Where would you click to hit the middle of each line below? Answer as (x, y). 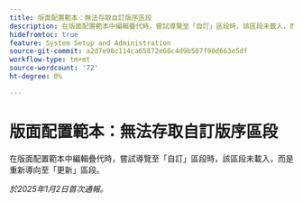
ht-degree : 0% (36, 77)
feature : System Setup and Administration (90, 43)
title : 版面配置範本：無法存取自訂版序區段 (81, 18)
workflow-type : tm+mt (50, 60)
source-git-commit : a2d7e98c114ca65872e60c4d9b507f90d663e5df (129, 51)
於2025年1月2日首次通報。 (59, 188)
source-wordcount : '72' (54, 69)
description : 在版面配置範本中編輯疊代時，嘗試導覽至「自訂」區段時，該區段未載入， (150, 26)
